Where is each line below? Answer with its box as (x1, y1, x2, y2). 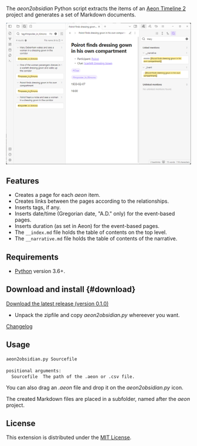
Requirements (6, 252, 59, 262)
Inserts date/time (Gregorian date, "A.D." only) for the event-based (14, 210, 175, 217)
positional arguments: (6, 367, 62, 374)
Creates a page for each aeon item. (14, 192, 101, 199)
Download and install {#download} (6, 284, 136, 295)
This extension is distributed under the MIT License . (6, 434, 132, 441)
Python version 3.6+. (14, 267, 66, 274)
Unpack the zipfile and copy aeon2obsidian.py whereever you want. (14, 311, 180, 318)
